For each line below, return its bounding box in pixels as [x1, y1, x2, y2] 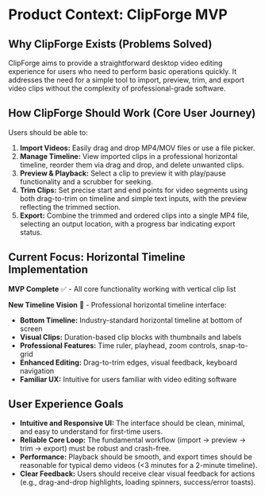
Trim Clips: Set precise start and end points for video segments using [19, 185, 248, 195]
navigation [19, 365, 55, 375]
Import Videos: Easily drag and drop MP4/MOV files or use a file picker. [19, 143, 255, 153]
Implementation [8, 263, 89, 277]
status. [19, 227, 42, 237]
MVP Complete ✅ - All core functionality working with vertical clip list [8, 284, 236, 293]
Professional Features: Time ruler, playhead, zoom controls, [19, 340, 218, 350]
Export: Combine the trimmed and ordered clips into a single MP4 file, [19, 211, 250, 220]
